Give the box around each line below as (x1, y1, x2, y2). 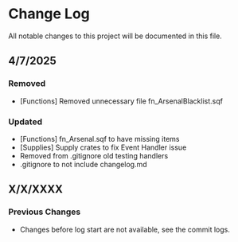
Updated (8, 116, 42, 127)
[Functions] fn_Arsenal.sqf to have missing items (19, 134, 180, 143)
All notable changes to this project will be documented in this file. (8, 31, 223, 41)
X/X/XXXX (8, 182, 64, 196)
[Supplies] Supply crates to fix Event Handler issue (19, 142, 187, 152)
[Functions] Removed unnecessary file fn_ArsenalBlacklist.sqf (19, 96, 223, 106)
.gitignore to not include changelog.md (19, 159, 147, 169)
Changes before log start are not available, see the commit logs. (19, 224, 231, 234)
